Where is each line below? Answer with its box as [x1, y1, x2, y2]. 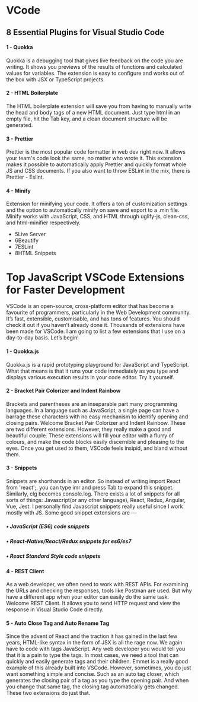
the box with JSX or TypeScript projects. [6, 75, 105, 83]
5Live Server [14, 231, 46, 238]
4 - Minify [6, 187, 31, 194]
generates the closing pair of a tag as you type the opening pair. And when [6, 677, 189, 684]
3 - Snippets [6, 464, 37, 472]
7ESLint [14, 243, 34, 250]
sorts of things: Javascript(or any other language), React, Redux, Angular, [6, 496, 186, 503]
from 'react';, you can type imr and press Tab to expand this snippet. [6, 484, 174, 491]
